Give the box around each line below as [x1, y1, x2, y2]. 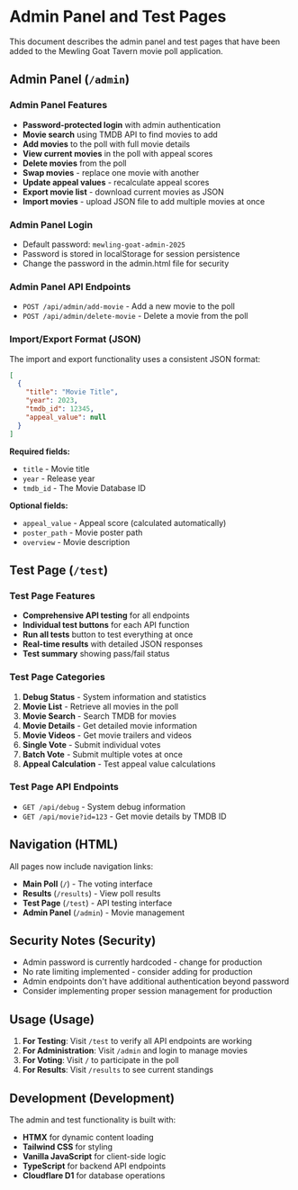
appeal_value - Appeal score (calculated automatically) [22, 517, 227, 528]
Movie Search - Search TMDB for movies [22, 710, 177, 722]
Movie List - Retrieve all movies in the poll [22, 701, 178, 712]
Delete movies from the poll [22, 158, 127, 168]
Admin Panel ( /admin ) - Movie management [22, 907, 185, 918]
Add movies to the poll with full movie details [22, 138, 191, 150]
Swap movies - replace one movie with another [22, 167, 200, 177]
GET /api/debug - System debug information [22, 801, 186, 812]
